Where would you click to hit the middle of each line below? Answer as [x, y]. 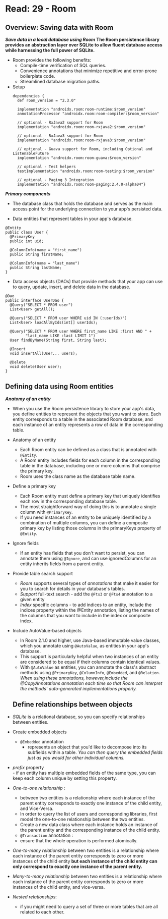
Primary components [28, 194]
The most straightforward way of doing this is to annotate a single [88, 506]
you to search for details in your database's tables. [72, 588]
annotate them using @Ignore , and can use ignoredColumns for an [88, 558]
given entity [32, 599]
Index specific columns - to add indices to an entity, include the [86, 605]
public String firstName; [37, 254]
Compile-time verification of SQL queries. [63, 65]
